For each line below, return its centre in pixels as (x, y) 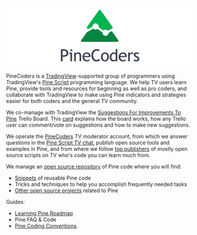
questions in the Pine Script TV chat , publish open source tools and (88, 143)
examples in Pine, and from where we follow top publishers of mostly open (97, 148)
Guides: (16, 201)
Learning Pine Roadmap (44, 213)
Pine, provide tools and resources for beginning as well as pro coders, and (96, 88)
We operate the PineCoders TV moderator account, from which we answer (97, 136)
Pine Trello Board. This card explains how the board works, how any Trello (96, 118)
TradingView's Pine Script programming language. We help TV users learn (96, 82)
